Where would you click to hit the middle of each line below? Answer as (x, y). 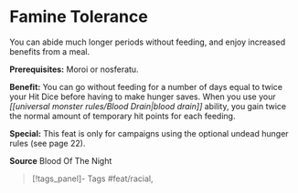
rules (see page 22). (48, 143)
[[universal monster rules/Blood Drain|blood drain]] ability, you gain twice (148, 106)
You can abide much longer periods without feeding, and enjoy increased (148, 42)
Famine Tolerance (79, 17)
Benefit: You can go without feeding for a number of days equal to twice (146, 86)
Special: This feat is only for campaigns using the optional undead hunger (149, 133)
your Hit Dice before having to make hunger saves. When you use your (143, 96)
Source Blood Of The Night (61, 160)
